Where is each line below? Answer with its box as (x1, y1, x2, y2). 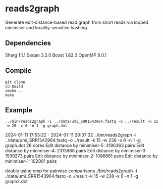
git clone (5, 80, 26, 85)
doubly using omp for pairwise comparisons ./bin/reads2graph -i (5, 168, 137, 174)
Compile (5, 66, 32, 75)
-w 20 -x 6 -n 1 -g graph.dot (5, 123, 68, 129)
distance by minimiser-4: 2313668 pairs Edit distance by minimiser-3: (5, 148, 147, 154)
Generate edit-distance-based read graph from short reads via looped (5, 19, 149, 25)
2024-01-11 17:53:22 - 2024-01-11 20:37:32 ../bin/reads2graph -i (5, 132, 137, 138)
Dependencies (5, 39, 51, 47)
